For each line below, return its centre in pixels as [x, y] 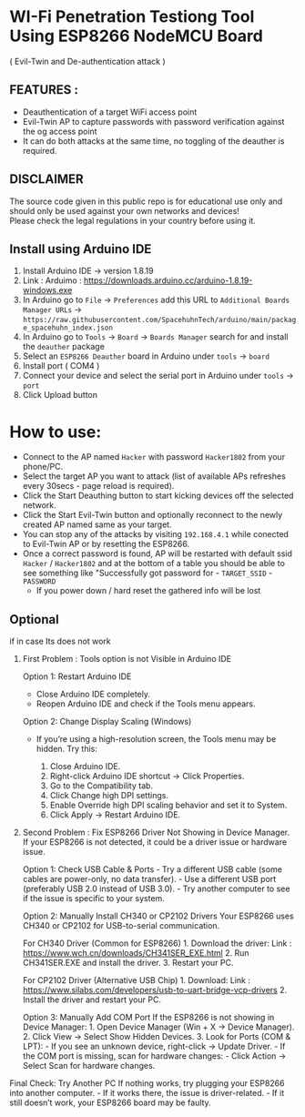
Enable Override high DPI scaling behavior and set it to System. [168, 805]
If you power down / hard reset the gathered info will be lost [148, 591]
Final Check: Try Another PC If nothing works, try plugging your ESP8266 [147, 1083]
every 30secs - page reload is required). [98, 486]
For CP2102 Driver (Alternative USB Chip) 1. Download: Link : [136, 980]
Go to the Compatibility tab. [101, 786]
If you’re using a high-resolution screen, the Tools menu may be [156, 739]
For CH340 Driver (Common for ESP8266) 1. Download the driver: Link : [157, 943]
